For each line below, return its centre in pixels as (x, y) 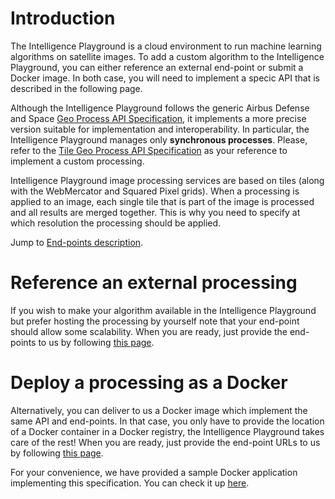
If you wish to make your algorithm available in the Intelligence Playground (163, 310)
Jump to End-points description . (77, 242)
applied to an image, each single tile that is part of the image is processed (162, 201)
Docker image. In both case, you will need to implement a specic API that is (165, 78)
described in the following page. (76, 88)
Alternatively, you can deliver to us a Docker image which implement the (159, 410)
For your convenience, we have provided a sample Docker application (154, 472)
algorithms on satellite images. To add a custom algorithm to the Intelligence (167, 56)
